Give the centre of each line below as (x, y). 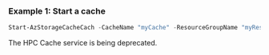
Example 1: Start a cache (57, 11)
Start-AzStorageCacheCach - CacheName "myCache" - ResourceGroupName (123, 28)
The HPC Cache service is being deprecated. (83, 43)
